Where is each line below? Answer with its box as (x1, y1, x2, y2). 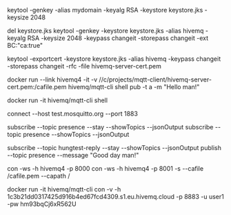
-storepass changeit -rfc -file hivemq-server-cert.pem (7, 62, 162, 70)
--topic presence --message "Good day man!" (7, 151, 139, 159)
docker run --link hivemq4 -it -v (7, 75, 98, 84)
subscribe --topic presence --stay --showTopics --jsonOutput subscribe (7, 123, 214, 131)
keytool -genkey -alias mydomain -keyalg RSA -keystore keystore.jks (7, 6, 203, 14)
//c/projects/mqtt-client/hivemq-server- (99, 75, 212, 84)
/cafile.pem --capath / (7, 172, 70, 180)
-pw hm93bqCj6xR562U (7, 200, 77, 208)
